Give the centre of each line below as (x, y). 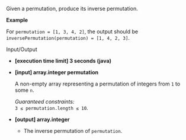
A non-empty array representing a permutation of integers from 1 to (97, 84)
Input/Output (22, 49)
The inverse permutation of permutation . (73, 131)
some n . (24, 90)
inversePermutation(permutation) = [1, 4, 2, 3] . (68, 38)
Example (17, 20)
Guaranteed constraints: (44, 101)
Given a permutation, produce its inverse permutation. (72, 9)
